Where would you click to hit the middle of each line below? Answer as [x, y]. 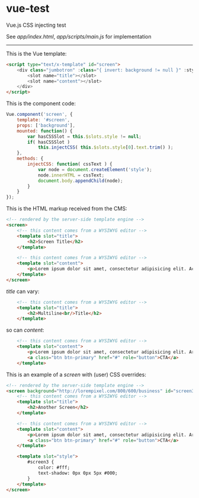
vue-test [28, 9]
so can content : [25, 330]
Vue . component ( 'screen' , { [39, 115]
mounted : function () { [45, 131]
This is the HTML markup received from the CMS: [67, 209]
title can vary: [23, 291]
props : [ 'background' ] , [46, 125]
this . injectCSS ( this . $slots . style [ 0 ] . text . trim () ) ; [105, 147]
